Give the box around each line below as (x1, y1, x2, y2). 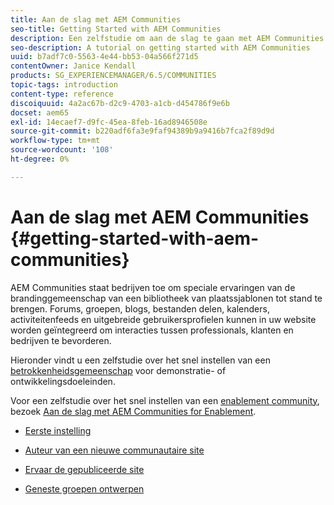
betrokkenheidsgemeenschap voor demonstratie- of (10, 364, 227, 376)
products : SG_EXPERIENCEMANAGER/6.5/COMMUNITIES (10, 71, 217, 81)
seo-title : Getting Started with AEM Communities (10, 24, 222, 34)
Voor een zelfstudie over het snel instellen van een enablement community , (10, 394, 320, 406)
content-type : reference (10, 89, 114, 99)
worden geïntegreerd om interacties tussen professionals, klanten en (10, 324, 294, 336)
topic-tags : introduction (10, 80, 118, 90)
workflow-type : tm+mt (10, 136, 101, 146)
